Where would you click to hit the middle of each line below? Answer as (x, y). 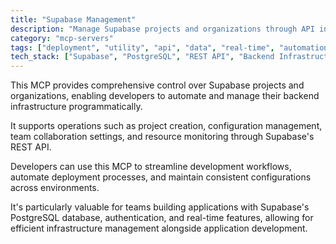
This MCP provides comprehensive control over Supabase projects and (157, 85)
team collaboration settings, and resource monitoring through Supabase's (162, 137)
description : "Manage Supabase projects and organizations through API (162, 29)
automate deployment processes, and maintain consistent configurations (161, 177)
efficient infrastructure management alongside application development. (159, 228)
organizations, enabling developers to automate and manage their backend (165, 96)
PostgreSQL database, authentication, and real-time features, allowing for (162, 218)
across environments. (55, 188)
